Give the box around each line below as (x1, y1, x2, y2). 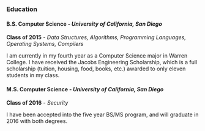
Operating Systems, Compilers (6, 40, 84, 48)
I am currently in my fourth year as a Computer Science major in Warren (6, 52, 188, 59)
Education (6, 5, 38, 13)
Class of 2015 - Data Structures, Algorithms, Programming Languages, (6, 34, 187, 41)
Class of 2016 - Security (6, 99, 69, 107)
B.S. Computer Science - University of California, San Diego (6, 20, 162, 28)
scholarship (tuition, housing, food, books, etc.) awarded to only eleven (6, 65, 186, 72)
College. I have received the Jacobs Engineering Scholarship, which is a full (6, 59, 198, 66)
